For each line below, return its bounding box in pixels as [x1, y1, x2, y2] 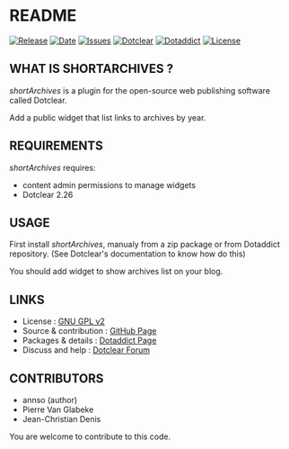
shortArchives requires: [9, 162, 96, 173]
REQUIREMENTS [9, 139, 103, 154]
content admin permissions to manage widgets [22, 179, 196, 190]
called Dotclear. [9, 94, 67, 105]
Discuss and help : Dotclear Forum [22, 345, 151, 355]
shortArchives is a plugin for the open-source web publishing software [9, 85, 271, 95]
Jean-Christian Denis [22, 414, 101, 424]
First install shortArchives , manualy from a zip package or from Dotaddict [9, 239, 281, 250]
